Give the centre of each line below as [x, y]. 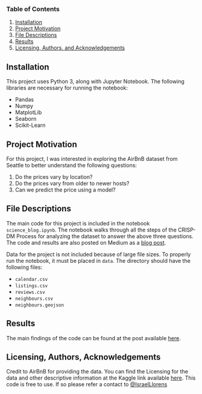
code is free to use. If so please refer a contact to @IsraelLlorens [87, 384]
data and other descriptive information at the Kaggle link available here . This [101, 378]
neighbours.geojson [39, 305]
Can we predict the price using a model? [65, 190]
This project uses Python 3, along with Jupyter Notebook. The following [96, 82]
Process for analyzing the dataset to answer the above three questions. [105, 236]
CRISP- [187, 230]
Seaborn [26, 119]
